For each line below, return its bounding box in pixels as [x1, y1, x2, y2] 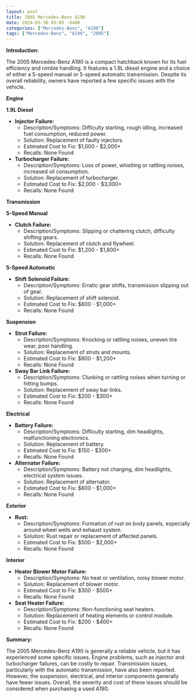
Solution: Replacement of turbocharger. [23, 174, 119, 181]
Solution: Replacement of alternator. [23, 478, 111, 485]
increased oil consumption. [23, 168, 89, 175]
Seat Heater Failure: [14, 599, 65, 606]
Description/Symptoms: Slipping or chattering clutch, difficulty [23, 228, 175, 235]
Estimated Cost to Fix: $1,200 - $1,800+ [23, 246, 120, 254]
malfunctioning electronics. [23, 434, 90, 441]
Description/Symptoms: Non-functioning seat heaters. [23, 606, 155, 613]
